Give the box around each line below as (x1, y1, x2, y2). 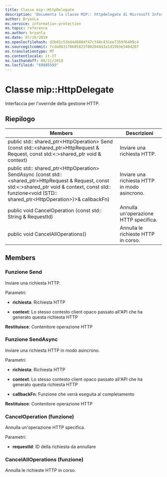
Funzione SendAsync (5, 336, 58, 343)
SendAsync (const (7, 171, 51, 178)
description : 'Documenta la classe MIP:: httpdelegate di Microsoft (5, 12, 150, 17)
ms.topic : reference (5, 26, 48, 31)
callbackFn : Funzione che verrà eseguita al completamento (12, 391, 135, 397)
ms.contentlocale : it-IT (5, 53, 57, 59)
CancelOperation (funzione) (5, 413, 75, 420)
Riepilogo (5, 115, 35, 123)
